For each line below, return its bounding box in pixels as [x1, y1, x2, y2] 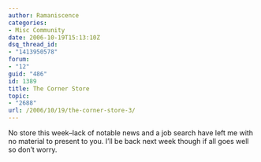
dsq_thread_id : [8, 41, 58, 49]
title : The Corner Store [8, 84, 90, 93]
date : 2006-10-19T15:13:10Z [8, 33, 101, 42]
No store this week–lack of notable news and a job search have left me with [8, 128, 254, 138]
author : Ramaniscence [8, 11, 80, 20]
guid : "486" [8, 70, 47, 78]
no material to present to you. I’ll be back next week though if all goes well [8, 137, 249, 145]
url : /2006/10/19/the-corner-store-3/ [8, 107, 136, 115]
